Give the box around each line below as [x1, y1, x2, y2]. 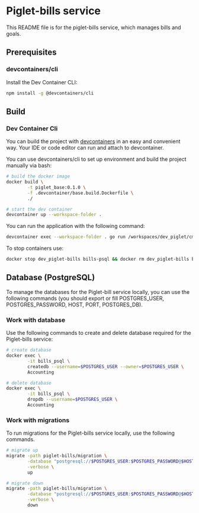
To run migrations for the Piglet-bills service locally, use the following [6, 429, 175, 437]
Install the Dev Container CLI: [6, 78, 78, 85]
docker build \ [6, 179, 44, 185]
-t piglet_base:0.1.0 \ [27, 184, 86, 191]
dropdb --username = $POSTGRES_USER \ [27, 397, 118, 403]
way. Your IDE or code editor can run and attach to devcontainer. [6, 144, 164, 151]
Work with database [6, 316, 66, 324]
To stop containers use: [6, 245, 64, 252]
